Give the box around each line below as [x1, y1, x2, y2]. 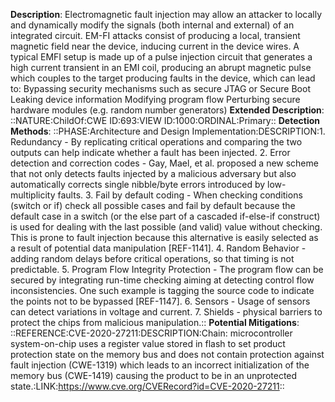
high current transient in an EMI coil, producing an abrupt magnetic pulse [10, 62, 312, 73]
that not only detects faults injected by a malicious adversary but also [10, 168, 297, 179]
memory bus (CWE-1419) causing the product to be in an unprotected [10, 370, 298, 381]
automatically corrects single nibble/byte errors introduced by [10, 179, 266, 190]
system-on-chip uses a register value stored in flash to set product [10, 338, 286, 349]
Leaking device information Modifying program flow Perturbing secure [10, 94, 301, 105]
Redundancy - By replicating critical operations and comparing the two [10, 136, 303, 148]
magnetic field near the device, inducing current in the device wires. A [10, 40, 300, 52]
